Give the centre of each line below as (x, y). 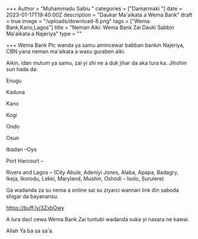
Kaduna (16, 92)
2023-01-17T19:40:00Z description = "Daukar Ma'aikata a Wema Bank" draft (99, 15)
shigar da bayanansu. (33, 196)
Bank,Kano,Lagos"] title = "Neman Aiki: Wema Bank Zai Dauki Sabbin (90, 27)
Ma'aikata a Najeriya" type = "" (44, 34)
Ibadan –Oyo (22, 149)
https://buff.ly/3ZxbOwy (35, 208)
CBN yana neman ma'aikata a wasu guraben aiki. (66, 51)
